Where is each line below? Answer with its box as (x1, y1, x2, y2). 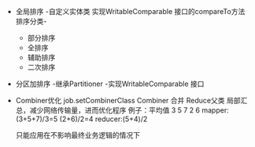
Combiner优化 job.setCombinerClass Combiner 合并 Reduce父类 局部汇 (15, 96, 248, 105)
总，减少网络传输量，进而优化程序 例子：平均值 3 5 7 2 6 (15, 106, 201, 115)
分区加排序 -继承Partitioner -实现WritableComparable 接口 (15, 79, 205, 88)
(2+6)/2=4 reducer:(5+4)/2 (59, 114, 148, 124)
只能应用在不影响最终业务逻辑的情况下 (15, 131, 140, 139)
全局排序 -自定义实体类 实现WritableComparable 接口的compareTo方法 (15, 7, 246, 16)
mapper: (201, 106, 230, 115)
